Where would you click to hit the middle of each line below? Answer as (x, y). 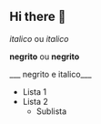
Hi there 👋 (38, 17)
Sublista (51, 111)
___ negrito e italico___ (51, 74)
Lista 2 (35, 101)
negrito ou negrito (45, 57)
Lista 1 (35, 91)
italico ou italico (39, 38)
